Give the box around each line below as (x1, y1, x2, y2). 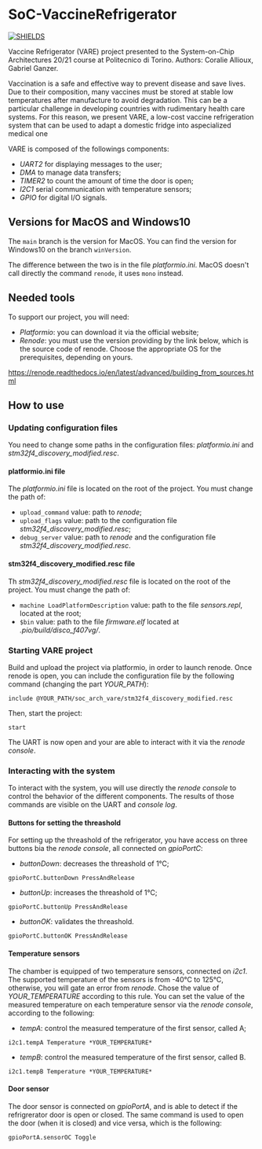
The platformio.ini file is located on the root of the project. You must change (8, 484, 253, 493)
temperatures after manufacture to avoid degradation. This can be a (8, 95, 227, 105)
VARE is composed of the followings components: (8, 144, 169, 153)
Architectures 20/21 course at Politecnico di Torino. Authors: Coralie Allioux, (8, 55, 253, 64)
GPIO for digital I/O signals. (19, 193, 107, 202)
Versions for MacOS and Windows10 (8, 215, 191, 229)
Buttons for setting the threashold (8, 818, 122, 827)
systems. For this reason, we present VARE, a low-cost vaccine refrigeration (8, 112, 254, 121)
